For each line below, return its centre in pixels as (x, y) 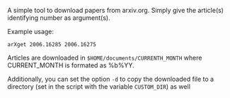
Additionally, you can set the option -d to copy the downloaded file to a (111, 79)
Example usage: (31, 32)
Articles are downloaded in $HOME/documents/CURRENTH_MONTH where (105, 58)
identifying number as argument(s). (59, 18)
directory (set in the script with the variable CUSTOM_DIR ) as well (99, 87)
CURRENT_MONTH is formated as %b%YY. (71, 65)
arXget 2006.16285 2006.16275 (52, 45)
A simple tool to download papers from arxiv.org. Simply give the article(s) (116, 10)
